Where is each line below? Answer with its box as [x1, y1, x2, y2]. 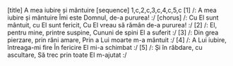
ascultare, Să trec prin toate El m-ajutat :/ [7, 51, 127, 59]
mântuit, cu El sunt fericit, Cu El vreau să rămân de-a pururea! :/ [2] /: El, [7, 21, 217, 29]
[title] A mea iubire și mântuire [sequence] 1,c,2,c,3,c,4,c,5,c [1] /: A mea [7, 6, 217, 14]
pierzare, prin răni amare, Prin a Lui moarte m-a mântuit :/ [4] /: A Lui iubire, [7, 36, 227, 44]
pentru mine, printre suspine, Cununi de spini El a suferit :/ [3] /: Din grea [7, 28, 219, 37]
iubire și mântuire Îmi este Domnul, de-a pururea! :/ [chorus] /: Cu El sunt [7, 13, 219, 22]
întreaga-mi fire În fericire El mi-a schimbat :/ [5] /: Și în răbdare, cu [7, 44, 203, 51]
